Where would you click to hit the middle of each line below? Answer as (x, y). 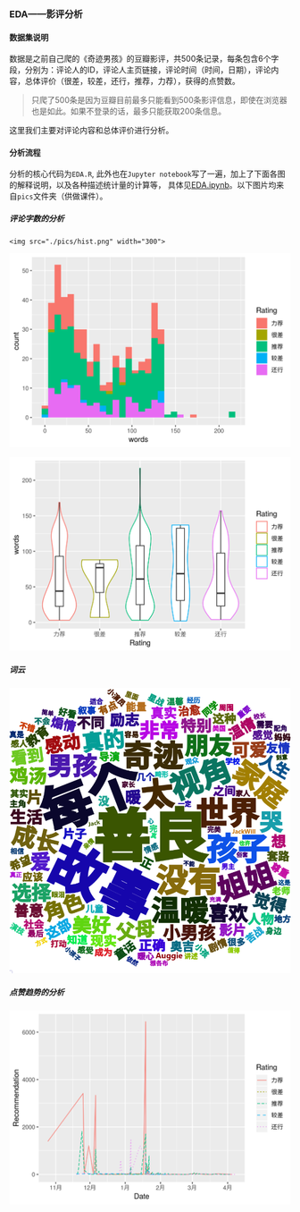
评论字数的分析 (37, 218)
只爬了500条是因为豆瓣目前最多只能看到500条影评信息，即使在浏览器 (159, 100)
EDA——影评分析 (46, 13)
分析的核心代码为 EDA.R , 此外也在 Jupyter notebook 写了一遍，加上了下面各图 (147, 174)
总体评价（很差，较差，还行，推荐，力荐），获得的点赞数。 (132, 81)
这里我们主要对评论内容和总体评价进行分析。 (92, 131)
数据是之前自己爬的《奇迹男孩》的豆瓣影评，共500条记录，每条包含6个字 (144, 59)
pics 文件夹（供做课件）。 (62, 196)
